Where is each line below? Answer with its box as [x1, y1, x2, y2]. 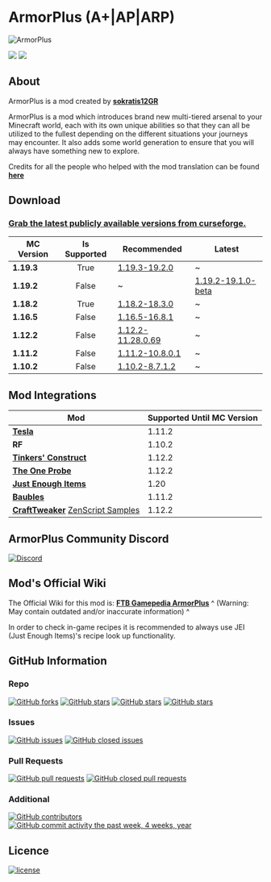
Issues [8, 717, 35, 728]
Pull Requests [8, 755, 64, 766]
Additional [8, 794, 50, 805]
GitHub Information [8, 654, 107, 668]
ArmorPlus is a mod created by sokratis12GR [8, 96, 159, 106]
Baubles [12, 492, 44, 503]
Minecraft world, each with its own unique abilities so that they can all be [8, 120, 250, 130]
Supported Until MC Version [148, 412, 258, 423]
